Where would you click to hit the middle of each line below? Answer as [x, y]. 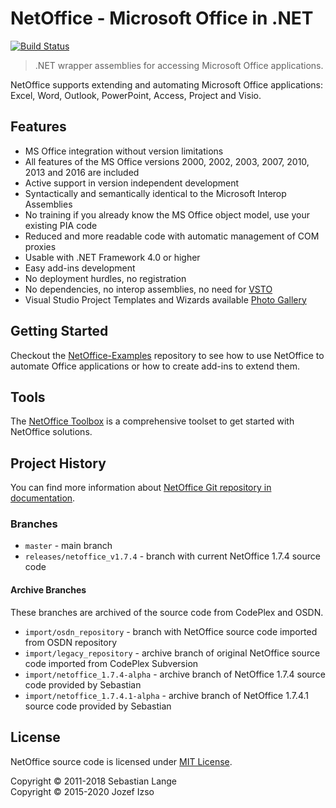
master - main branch [68, 546]
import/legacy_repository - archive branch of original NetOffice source [172, 653]
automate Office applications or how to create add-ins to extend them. [155, 366]
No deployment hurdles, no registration [105, 278]
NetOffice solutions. [51, 432]
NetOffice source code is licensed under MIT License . [121, 761]
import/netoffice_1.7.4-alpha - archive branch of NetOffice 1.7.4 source [175, 674]
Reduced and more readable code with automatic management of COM [172, 236]
